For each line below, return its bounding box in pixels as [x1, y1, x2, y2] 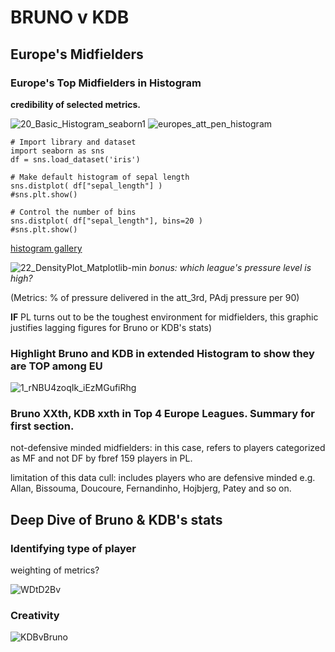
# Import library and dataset [10, 137, 137, 147]
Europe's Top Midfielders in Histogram [10, 76, 202, 90]
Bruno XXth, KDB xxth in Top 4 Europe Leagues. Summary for [10, 407, 315, 421]
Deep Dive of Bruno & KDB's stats [10, 511, 223, 528]
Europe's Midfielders [10, 46, 144, 63]
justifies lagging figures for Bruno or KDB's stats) [10, 321, 212, 333]
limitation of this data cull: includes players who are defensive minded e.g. [10, 472, 316, 484]
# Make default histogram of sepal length [10, 172, 190, 182]
